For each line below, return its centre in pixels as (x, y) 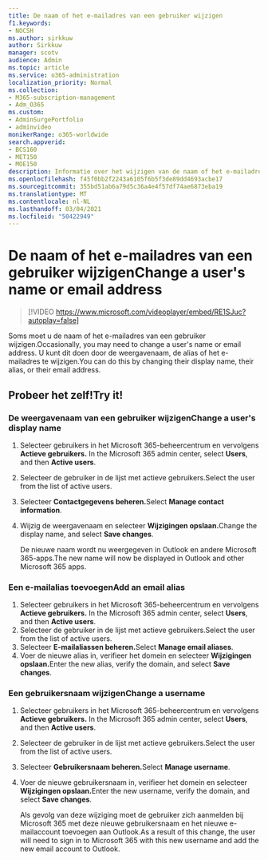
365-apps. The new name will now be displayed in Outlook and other (132, 558)
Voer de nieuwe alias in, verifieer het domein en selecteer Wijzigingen (136, 655)
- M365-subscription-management (62, 98)
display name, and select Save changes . (87, 534)
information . (41, 510)
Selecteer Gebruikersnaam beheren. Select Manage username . (125, 767)
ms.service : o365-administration (64, 75)
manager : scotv (33, 53)
